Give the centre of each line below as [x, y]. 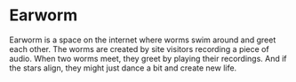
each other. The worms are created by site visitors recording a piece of [139, 48]
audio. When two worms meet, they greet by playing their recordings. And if [148, 58]
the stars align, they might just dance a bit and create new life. [123, 68]
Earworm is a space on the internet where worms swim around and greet [143, 40]
